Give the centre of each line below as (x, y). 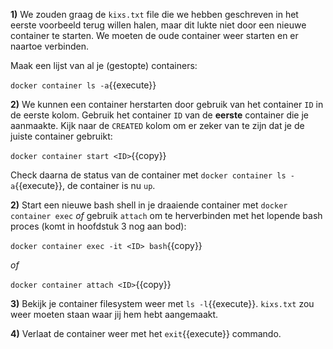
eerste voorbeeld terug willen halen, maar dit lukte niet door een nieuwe (158, 25)
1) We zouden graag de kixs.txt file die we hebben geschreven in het (154, 14)
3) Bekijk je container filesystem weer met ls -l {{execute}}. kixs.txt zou (162, 303)
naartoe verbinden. (49, 46)
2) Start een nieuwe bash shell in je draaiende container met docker (149, 205)
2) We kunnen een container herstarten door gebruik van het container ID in (167, 104)
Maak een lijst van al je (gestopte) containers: (104, 65)
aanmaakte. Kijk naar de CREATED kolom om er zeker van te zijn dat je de (157, 125)
